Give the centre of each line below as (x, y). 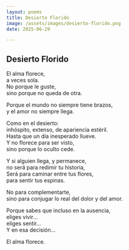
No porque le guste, (31, 87)
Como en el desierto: (33, 123)
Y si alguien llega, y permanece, (47, 161)
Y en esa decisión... (31, 230)
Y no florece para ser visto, (40, 143)
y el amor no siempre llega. (40, 112)
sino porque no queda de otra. (44, 93)
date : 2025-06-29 (28, 29)
